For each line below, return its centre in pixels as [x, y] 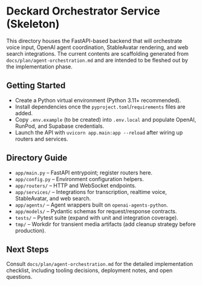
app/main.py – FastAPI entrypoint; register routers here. [84, 172]
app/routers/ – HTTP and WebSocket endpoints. [76, 185]
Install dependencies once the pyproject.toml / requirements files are [100, 107]
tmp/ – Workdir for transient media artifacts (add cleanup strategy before [105, 224]
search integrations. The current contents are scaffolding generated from [97, 53]
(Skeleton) [33, 24]
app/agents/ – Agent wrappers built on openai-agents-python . [91, 205]
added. [24, 113]
